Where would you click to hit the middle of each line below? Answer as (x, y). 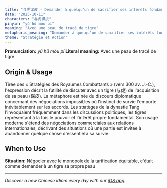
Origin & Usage (29, 72)
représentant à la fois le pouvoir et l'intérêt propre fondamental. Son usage (82, 117)
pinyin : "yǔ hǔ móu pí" (30, 23)
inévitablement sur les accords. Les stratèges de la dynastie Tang (72, 107)
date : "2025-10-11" (25, 14)
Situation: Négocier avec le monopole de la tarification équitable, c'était (79, 161)
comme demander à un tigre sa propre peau (50, 166)
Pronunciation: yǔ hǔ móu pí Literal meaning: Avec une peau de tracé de (81, 51)
